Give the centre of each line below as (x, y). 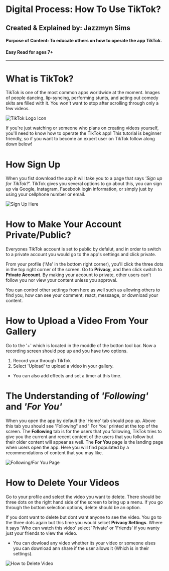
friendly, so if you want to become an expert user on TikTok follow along (80, 139)
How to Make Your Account (64, 224)
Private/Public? (39, 235)
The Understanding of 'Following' (77, 396)
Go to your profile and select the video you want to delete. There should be (83, 497)
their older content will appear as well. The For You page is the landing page (84, 442)
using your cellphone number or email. (46, 194)
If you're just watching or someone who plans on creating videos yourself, (82, 128)
